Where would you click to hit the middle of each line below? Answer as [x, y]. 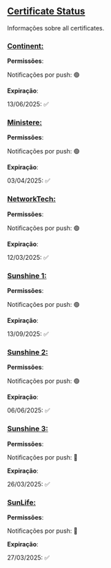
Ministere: [25, 122]
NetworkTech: [32, 199]
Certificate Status [46, 11]
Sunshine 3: [28, 429]
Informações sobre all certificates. [56, 28]
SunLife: [22, 502]
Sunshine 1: [27, 276]
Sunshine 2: [28, 352]
